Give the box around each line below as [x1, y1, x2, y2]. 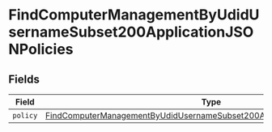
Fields [8, 72, 40, 86]
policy [12, 111, 38, 120]
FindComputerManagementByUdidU [8, 6, 260, 24]
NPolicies [8, 40, 74, 58]
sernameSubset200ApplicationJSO [8, 23, 254, 41]
